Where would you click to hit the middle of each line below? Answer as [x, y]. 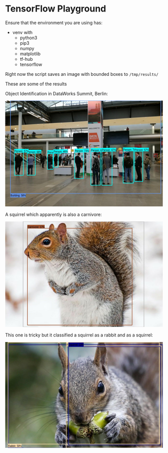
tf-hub [26, 59]
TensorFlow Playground [56, 9]
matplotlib [30, 54]
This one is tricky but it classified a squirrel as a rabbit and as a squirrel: [79, 335]
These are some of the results [36, 84]
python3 [28, 38]
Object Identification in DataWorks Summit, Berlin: [57, 93]
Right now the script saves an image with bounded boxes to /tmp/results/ [82, 74]
